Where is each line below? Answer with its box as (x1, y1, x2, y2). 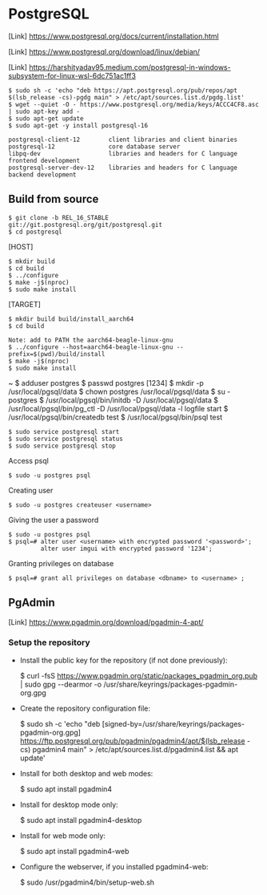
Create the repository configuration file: (19, 703, 150, 713)
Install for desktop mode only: (19, 800, 118, 809)
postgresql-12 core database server (8, 142, 181, 151)
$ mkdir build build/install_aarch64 (8, 314, 134, 323)
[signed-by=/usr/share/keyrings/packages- (102, 719, 245, 728)
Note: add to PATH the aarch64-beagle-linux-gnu (8, 336, 173, 344)
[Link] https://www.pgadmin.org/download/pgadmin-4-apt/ (8, 617, 204, 626)
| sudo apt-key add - (8, 107, 81, 115)
